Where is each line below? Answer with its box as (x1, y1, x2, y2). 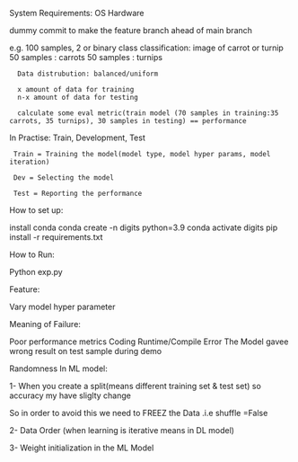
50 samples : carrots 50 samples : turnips (9, 52, 163, 62)
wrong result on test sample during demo (9, 346, 162, 356)
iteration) (9, 157, 50, 166)
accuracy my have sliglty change (9, 390, 132, 401)
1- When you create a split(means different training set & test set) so (9, 381, 262, 391)
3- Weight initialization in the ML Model (9, 442, 154, 453)
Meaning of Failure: (9, 319, 81, 329)
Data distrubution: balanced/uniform (17, 69, 159, 78)
